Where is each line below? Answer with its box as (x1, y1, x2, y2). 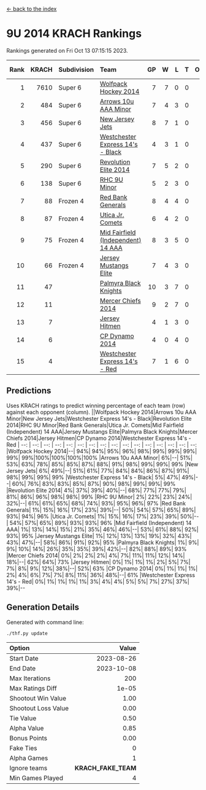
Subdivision (58, 65, 94, 74)
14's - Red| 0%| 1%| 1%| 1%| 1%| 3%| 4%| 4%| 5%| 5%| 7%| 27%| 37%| (6, 578, 190, 585)
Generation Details (6, 602, 80, 613)
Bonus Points (9, 734, 48, 742)
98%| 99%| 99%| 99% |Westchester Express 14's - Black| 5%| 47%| (6, 474, 181, 481)
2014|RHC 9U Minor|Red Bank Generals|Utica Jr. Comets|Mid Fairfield (6, 421, 184, 429)
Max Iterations (9, 674, 51, 683)
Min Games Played (9, 773, 63, 782)
